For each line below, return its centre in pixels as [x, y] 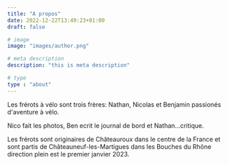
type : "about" [29, 84]
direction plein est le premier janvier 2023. [68, 154]
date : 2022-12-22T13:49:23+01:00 [56, 20]
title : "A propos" [34, 14]
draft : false [26, 27]
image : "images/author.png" [48, 46]
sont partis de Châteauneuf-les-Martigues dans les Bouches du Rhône [109, 146]
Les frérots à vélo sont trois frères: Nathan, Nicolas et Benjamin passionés [114, 104]
